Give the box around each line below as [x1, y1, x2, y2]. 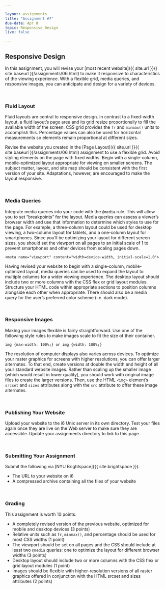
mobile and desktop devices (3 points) [12, 526, 90, 532]
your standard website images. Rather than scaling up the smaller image [5, 366, 151, 372]
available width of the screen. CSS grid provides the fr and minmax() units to [5, 124, 160, 130]
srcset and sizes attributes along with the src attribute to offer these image [5, 382, 158, 388]
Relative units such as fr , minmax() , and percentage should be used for [12, 531, 156, 537]
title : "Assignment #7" [5, 16, 54, 21]
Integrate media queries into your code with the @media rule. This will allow [5, 208, 155, 214]
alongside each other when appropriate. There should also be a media [5, 289, 147, 295]
